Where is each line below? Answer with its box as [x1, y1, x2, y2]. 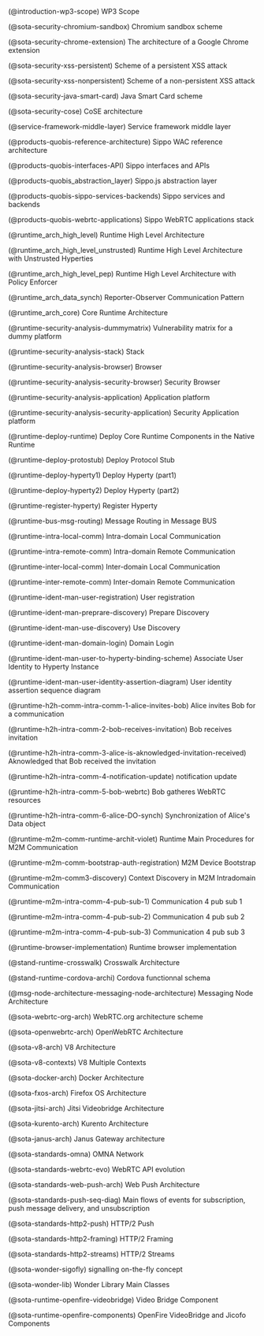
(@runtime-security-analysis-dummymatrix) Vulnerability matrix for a [8, 323, 233, 332]
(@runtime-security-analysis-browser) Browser [8, 362, 163, 371]
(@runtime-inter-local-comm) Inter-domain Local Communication [8, 562, 221, 571]
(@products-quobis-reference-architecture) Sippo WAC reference [8, 137, 223, 147]
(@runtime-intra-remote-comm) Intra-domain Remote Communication [8, 547, 236, 556]
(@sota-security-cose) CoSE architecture [8, 106, 143, 116]
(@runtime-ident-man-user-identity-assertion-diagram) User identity [8, 677, 232, 686]
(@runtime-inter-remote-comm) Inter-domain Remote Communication [8, 577, 235, 586]
